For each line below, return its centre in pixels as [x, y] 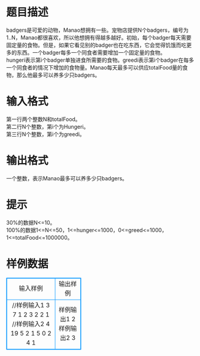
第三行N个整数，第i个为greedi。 [46, 134]
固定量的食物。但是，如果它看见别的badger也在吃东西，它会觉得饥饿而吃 [96, 45]
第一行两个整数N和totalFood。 [43, 119]
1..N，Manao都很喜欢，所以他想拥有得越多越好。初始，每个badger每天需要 [99, 37]
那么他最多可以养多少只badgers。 [58, 75]
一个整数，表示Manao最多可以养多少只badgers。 [67, 178]
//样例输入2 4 [31, 324]
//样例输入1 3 [31, 305]
